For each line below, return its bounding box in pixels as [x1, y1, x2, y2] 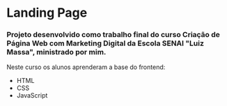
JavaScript [16, 91, 48, 100]
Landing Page [6, 5, 88, 21]
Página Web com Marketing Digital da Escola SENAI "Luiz [6, 38, 205, 48]
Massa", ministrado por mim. [6, 47, 107, 57]
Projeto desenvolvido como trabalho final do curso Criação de [6, 30, 221, 40]
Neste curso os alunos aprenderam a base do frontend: [6, 63, 166, 71]
